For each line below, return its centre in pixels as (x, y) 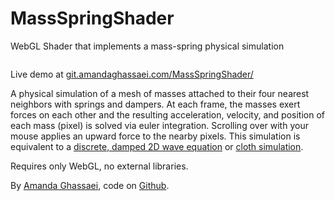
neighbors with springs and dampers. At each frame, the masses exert (155, 104)
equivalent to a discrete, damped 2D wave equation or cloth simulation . (157, 146)
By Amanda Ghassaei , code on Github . (90, 185)
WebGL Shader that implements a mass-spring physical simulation (147, 46)
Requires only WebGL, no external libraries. (99, 166)
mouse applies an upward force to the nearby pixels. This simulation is (155, 136)
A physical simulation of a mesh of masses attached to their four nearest (160, 93)
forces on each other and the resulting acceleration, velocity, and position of (167, 114)
